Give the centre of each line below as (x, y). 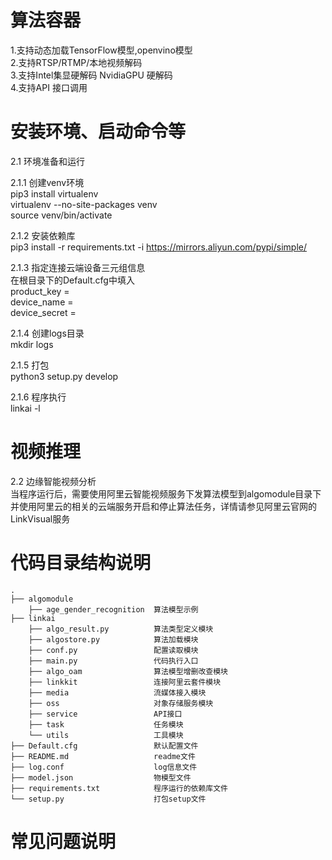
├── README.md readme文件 (103, 756)
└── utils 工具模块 (106, 735)
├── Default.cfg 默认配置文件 (104, 746)
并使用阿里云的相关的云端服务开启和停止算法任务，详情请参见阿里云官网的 (163, 506)
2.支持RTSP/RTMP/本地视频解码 (76, 62)
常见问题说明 (63, 841)
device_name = (42, 302)
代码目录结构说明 (81, 563)
